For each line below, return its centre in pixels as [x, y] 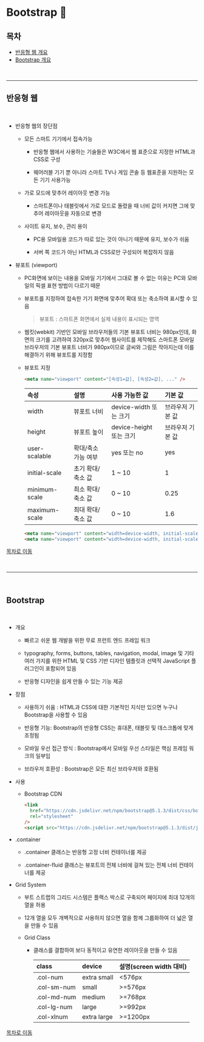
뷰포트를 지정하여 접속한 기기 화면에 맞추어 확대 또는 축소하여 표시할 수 [107, 298]
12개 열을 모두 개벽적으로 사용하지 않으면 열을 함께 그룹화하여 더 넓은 [105, 917]
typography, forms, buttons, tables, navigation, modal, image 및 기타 [109, 653]
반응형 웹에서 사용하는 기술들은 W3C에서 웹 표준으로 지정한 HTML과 [114, 151]
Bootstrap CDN [43, 794]
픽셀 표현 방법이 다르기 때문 [68, 285]
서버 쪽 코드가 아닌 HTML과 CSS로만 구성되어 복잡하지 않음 [104, 252]
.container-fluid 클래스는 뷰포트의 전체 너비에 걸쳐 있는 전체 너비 [101, 865]
